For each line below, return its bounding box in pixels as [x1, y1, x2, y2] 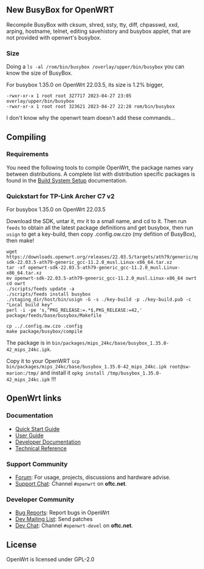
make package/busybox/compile [6, 328, 83, 335]
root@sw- [169, 364, 191, 370]
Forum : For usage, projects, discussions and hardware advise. [15, 474, 171, 481]
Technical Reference [15, 444, 67, 452]
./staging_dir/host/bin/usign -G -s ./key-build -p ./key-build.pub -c [6, 297, 191, 303]
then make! [6, 237, 35, 244]
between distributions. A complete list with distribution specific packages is [6, 170, 195, 178]
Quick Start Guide [15, 425, 60, 432]
